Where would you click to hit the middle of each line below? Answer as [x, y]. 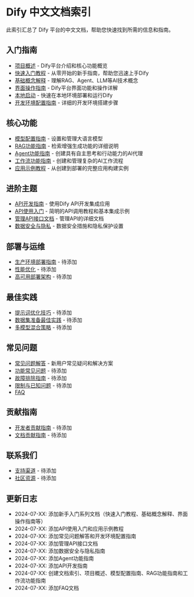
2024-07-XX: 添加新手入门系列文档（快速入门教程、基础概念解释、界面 [101, 514]
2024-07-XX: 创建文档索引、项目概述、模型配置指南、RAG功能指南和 [99, 573]
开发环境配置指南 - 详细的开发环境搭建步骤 [67, 102]
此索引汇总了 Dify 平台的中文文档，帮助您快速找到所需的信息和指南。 [90, 30]
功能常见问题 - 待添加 [41, 370]
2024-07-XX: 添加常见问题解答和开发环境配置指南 [75, 536]
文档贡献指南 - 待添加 [41, 435]
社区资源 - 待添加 [36, 478]
